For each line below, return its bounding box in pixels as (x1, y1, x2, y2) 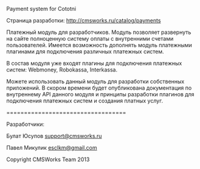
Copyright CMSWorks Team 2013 (6, 156, 90, 163)
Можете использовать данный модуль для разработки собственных (6, 78, 185, 85)
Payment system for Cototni (6, 5, 77, 12)
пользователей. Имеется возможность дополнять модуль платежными (6, 42, 193, 48)
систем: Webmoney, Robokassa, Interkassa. (6, 66, 118, 73)
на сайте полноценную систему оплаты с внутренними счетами (6, 35, 174, 42)
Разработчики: (6, 121, 44, 128)
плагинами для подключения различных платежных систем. (6, 48, 164, 55)
